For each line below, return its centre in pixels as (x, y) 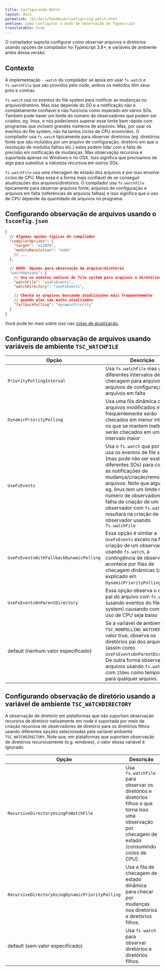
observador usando (128, 520)
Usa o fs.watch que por (132, 446)
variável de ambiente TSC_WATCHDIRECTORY (68, 704)
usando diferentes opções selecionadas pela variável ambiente (69, 732)
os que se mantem (127, 426)
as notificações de (127, 471)
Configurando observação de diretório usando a (80, 696)
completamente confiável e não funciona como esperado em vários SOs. (79, 110)
